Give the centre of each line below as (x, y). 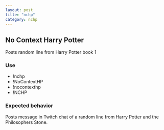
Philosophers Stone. (27, 122)
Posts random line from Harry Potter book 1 (51, 52)
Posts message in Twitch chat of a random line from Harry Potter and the (82, 117)
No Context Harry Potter (45, 40)
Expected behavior (29, 106)
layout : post (19, 10)
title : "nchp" (20, 15)
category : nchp (21, 19)
